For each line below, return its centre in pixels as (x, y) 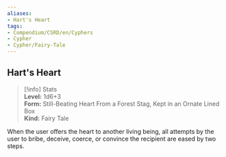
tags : (15, 26)
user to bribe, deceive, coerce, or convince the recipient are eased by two (112, 139)
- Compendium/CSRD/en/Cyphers (50, 32)
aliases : (20, 13)
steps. (16, 146)
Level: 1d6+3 (42, 96)
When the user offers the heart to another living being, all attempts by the (111, 131)
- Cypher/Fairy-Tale (37, 45)
